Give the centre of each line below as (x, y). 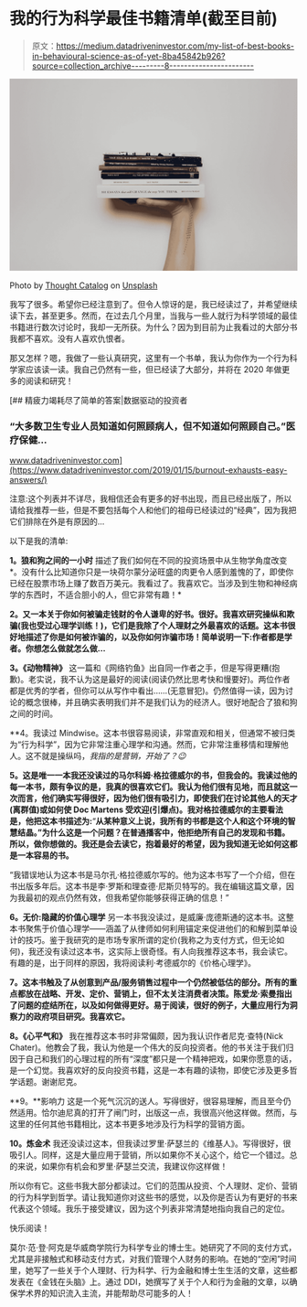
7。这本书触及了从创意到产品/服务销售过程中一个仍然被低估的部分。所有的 (149, 982)
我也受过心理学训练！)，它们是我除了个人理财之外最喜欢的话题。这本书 (154, 625)
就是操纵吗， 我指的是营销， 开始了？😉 (113, 755)
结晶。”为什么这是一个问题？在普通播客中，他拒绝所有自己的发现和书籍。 (153, 832)
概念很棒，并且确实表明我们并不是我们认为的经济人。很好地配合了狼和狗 (161, 702)
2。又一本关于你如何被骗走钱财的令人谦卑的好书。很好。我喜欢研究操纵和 (148, 614)
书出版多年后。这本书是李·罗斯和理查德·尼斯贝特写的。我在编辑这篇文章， (148, 886)
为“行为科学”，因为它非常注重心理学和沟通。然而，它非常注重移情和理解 (145, 744)
